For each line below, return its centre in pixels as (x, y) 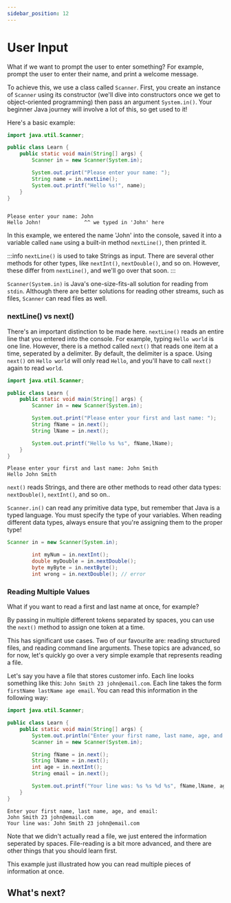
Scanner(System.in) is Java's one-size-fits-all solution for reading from (108, 284)
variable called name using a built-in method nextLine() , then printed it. (107, 243)
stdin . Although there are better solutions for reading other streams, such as (115, 291)
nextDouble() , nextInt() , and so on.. (59, 494)
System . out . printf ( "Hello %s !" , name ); (89, 185)
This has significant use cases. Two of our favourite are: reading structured (114, 641)
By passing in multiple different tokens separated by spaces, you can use (111, 620)
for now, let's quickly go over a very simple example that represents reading (114, 655)
